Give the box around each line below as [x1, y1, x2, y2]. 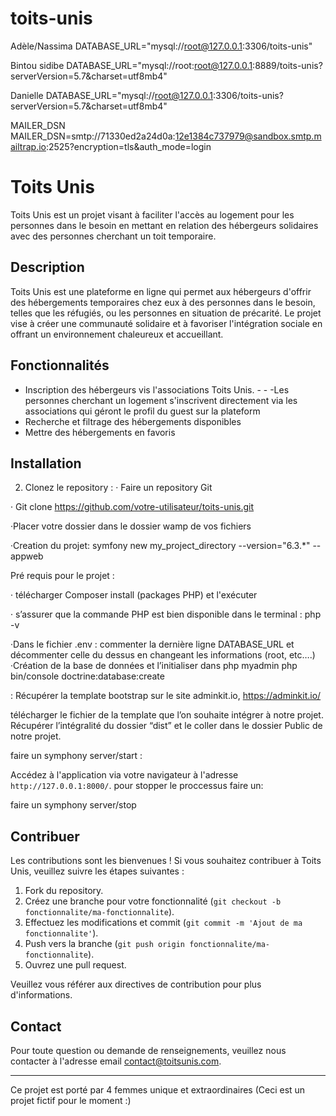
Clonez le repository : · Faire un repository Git [24, 482, 213, 494]
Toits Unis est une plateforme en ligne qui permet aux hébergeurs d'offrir [10, 285, 312, 297]
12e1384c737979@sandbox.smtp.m [174, 130, 322, 142]
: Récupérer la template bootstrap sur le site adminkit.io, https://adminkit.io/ [10, 690, 322, 702]
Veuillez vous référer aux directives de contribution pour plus [10, 978, 262, 991]
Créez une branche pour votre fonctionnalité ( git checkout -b [24, 895, 282, 907]
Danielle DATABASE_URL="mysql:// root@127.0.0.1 [10, 89, 214, 101]
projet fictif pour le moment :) [10, 1094, 132, 1106]
